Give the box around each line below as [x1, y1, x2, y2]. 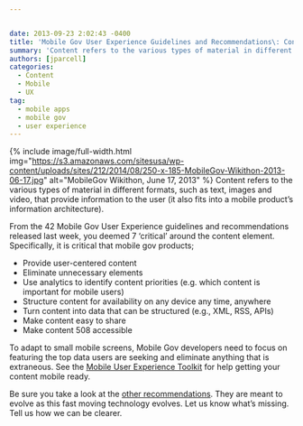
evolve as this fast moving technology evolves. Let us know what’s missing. [9, 398, 289, 409]
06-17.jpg [9, 175, 44, 186]
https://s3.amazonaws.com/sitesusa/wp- [32, 155, 185, 167]
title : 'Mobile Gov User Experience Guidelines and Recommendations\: [9, 37, 280, 46]
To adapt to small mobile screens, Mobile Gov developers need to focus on [9, 342, 288, 353]
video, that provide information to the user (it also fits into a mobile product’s [9, 194, 294, 205]
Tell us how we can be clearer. [9, 408, 123, 419]
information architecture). [9, 204, 105, 215]
